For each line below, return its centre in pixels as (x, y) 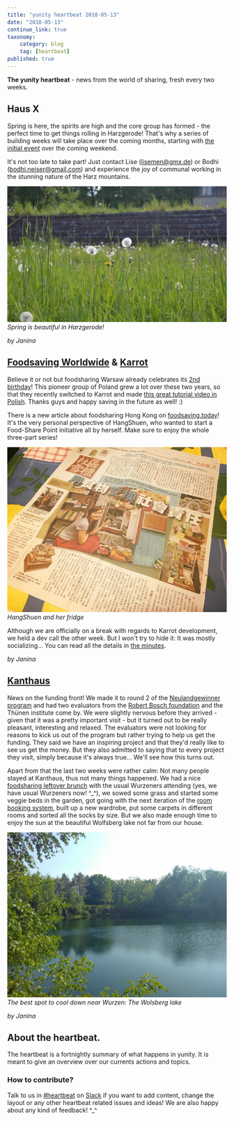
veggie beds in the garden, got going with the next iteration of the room (110, 800)
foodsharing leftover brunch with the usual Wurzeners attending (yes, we (112, 785)
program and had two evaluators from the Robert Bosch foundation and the (115, 705)
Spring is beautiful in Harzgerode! (56, 327)
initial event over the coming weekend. (63, 148)
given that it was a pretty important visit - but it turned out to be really (107, 720)
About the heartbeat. (54, 1038)
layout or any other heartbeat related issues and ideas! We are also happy (113, 1102)
